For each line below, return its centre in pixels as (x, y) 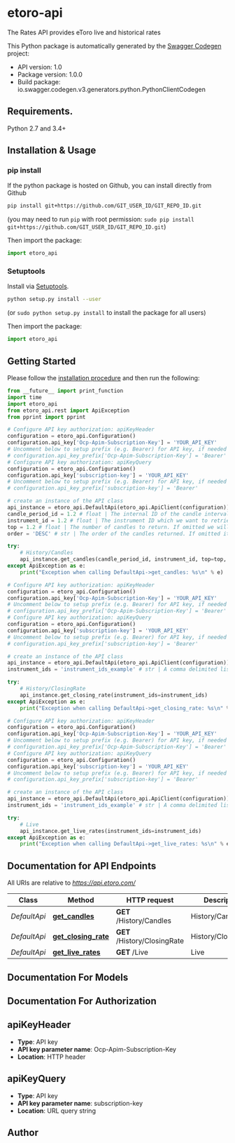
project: (19, 53)
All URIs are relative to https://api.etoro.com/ (72, 883)
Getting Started (42, 361)
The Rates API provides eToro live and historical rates (84, 32)
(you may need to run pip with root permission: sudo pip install (101, 220)
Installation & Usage (52, 151)
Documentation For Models (68, 977)
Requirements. (40, 111)
